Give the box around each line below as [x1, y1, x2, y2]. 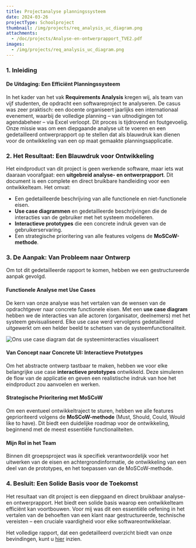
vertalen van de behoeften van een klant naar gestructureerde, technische [6, 511, 185, 519]
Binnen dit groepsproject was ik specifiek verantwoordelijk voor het [6, 452, 169, 459]
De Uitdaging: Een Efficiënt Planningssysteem [6, 80, 121, 88]
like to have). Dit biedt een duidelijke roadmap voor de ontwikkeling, [6, 420, 170, 427]
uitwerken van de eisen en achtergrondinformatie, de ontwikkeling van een [6, 458, 187, 466]
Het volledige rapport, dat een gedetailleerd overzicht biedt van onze [6, 529, 173, 536]
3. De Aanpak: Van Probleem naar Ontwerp [6, 253, 130, 261]
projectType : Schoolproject [6, 19, 75, 25]
